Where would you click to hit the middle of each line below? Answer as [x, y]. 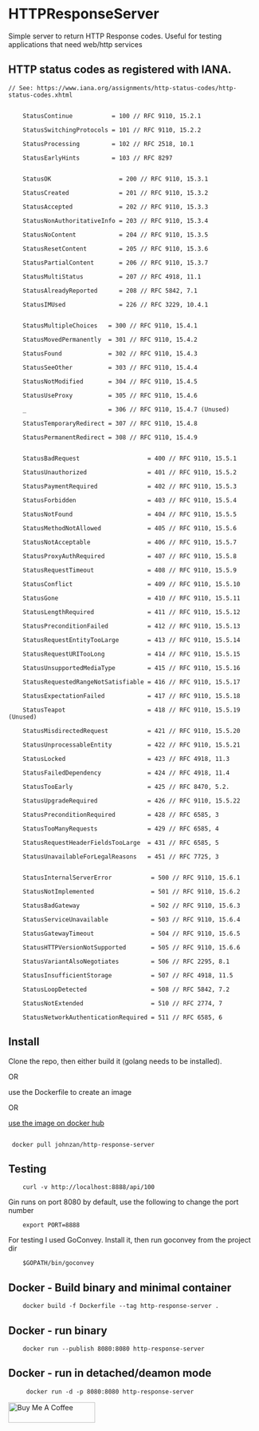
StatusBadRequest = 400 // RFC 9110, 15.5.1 [130, 458]
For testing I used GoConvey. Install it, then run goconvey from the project [129, 1240]
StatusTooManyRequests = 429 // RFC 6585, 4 [121, 828]
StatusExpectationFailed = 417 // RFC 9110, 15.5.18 [131, 696]
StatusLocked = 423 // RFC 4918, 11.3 [126, 759]
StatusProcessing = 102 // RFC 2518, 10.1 [108, 144]
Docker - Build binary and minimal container [120, 1288]
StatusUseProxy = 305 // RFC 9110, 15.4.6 [110, 395]
